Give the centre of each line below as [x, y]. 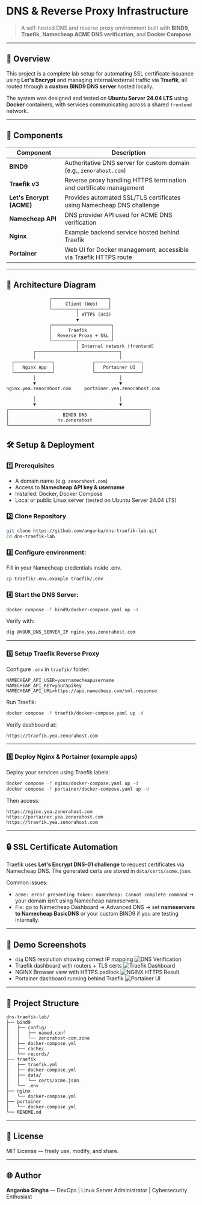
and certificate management [104, 187]
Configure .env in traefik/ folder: [48, 669]
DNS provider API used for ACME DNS [118, 214]
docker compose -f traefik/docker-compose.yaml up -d [75, 713]
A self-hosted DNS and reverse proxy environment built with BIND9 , [105, 28]
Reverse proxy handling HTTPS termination [125, 180]
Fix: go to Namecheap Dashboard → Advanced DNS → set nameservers [105, 907]
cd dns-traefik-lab [31, 537]
